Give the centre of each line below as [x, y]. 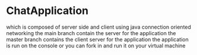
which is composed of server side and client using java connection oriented [99, 27]
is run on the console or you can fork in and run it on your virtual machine [96, 46]
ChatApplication [47, 11]
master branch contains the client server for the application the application [97, 39]
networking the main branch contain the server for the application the [91, 33]
